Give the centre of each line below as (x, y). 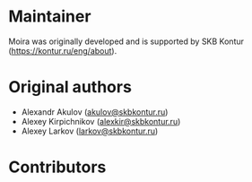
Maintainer (50, 17)
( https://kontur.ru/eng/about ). (63, 50)
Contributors (57, 167)
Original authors (70, 87)
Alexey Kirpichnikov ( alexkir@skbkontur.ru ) (101, 121)
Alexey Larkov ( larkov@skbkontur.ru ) (90, 131)
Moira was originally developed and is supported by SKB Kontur (126, 41)
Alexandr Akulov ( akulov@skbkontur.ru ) (95, 112)
